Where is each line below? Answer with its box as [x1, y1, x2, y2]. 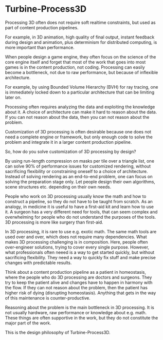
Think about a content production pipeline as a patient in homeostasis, [5, 269, 146, 275]
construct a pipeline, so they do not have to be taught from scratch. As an [5, 198, 153, 204]
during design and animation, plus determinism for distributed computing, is [5, 39, 157, 45]
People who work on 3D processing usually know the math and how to [5, 193, 146, 199]
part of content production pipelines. [5, 24, 79, 30]
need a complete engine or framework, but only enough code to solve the [5, 134, 153, 140]
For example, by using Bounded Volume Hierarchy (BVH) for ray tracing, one [5, 84, 158, 90]
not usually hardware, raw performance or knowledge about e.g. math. [5, 309, 147, 315]
